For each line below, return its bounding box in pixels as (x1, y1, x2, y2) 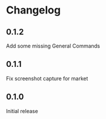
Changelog (6, 4, 61, 17)
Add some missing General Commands (6, 42, 101, 49)
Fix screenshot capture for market (6, 74, 88, 82)
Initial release (6, 107, 38, 114)
